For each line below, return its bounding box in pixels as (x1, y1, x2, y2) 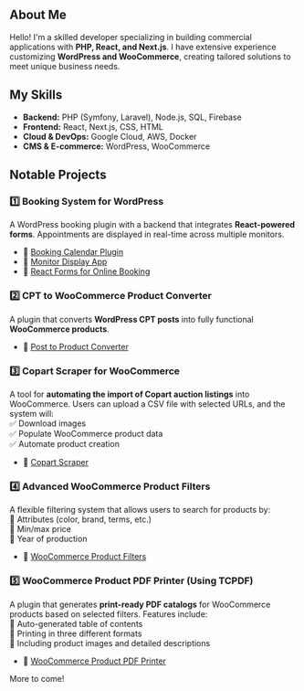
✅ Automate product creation (9, 438, 121, 449)
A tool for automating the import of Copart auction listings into (9, 388, 250, 399)
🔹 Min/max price (9, 524, 71, 535)
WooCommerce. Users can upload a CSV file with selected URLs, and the (9, 398, 286, 409)
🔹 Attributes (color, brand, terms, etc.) (9, 514, 152, 525)
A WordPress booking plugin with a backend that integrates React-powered (9, 219, 295, 230)
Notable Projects (9, 167, 107, 183)
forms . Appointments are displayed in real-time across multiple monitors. (9, 229, 285, 240)
